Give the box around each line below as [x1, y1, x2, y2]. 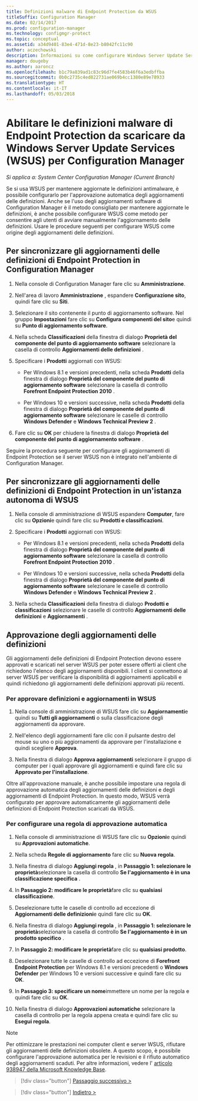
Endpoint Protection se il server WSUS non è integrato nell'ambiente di [6, 453, 178, 460]
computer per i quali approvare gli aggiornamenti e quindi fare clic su [14, 762, 183, 769]
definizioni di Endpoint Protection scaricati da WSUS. [6, 805, 135, 812]
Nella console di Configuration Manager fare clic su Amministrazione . [14, 280, 186, 287]
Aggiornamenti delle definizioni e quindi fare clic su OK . [14, 910, 152, 917]
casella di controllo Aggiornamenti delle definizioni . [14, 346, 144, 353]
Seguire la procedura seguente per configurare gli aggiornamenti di [6, 447, 170, 454]
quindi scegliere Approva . [14, 744, 78, 752]
